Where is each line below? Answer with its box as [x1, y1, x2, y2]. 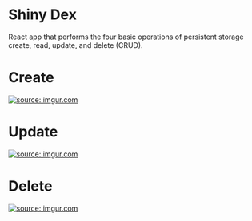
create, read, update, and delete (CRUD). [8, 40, 143, 49]
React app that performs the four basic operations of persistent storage [8, 32, 244, 41]
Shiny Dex [8, 6, 78, 24]
